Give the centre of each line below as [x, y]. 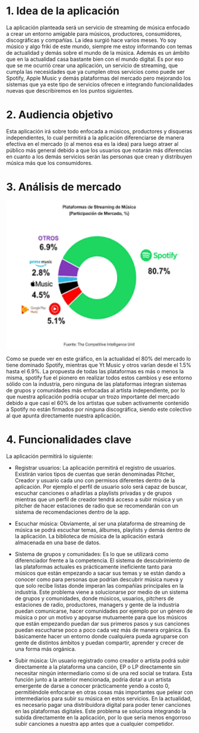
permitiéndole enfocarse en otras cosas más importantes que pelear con [104, 692]
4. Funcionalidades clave [69, 439]
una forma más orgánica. [45, 649]
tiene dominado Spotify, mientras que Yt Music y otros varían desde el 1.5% [99, 365]
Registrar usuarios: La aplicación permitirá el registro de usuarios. [95, 467]
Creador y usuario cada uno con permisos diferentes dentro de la [95, 480]
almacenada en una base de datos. [58, 542]
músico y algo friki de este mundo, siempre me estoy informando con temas [99, 46]
